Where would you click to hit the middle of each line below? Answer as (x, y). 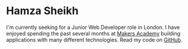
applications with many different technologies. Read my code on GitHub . (94, 40)
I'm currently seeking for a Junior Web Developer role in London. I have (93, 27)
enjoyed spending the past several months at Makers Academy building (93, 33)
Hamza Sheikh (42, 11)
